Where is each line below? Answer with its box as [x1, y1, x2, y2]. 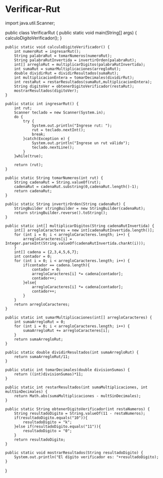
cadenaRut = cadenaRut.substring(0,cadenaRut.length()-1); [14, 184, 139, 189]
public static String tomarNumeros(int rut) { [5, 175, 103, 180]
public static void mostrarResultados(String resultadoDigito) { [5, 450, 143, 455]
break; [31, 132, 46, 137]
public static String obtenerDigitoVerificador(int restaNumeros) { [5, 406, 150, 412]
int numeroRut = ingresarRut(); [14, 49, 81, 54]
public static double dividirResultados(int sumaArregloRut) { [5, 350, 139, 355]
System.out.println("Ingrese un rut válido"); [31, 141, 130, 146]
